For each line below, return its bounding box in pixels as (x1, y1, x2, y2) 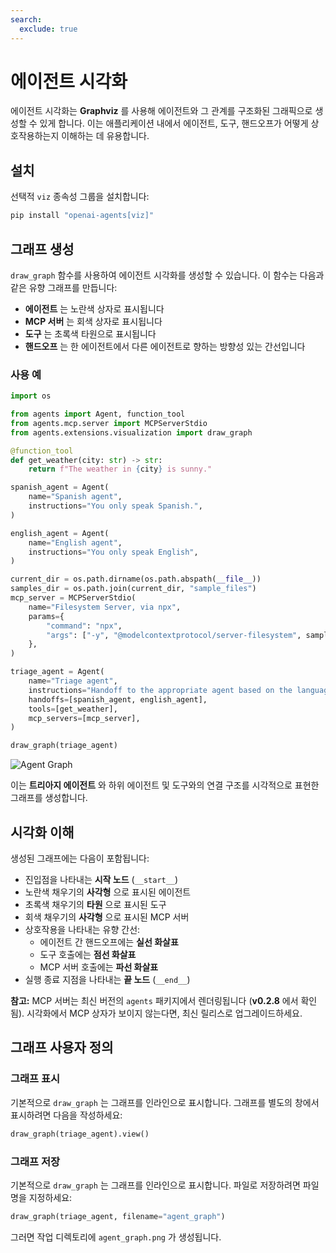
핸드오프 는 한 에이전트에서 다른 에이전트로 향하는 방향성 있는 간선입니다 (24, 340, 306, 352)
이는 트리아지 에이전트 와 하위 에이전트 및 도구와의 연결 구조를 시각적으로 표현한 (10, 779, 320, 791)
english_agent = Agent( (10, 528, 110, 538)
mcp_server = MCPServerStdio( (10, 593, 137, 603)
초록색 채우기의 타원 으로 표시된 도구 (24, 899, 167, 911)
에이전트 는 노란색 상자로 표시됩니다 (24, 302, 165, 315)
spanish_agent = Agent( (10, 482, 110, 493)
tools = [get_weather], (28, 704, 118, 714)
